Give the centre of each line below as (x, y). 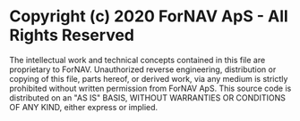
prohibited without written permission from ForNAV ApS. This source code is (150, 88)
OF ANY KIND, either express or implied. (84, 107)
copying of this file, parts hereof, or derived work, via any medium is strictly (149, 78)
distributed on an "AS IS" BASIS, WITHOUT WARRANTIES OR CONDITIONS (148, 97)
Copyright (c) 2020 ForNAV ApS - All (149, 16)
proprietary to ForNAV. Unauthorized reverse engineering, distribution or (143, 69)
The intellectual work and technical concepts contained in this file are (137, 60)
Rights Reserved (72, 35)
